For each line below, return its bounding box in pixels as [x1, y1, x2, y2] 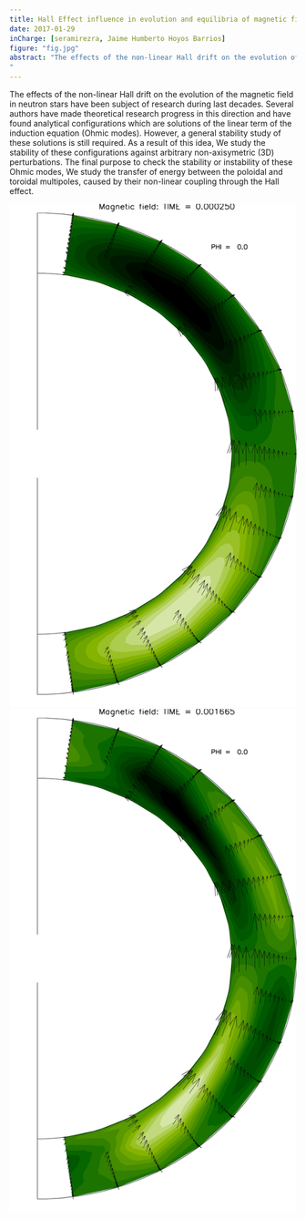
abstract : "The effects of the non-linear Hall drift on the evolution [9, 53, 287, 63]
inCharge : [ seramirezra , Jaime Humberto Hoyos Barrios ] [9, 34, 226, 43]
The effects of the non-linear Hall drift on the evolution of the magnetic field [9, 89, 294, 99]
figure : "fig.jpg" [9, 44, 79, 53]
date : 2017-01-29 [9, 24, 76, 34]
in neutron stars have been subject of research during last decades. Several [9, 98, 294, 109]
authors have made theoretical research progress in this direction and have [9, 108, 291, 118]
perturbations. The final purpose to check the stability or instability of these [9, 157, 293, 168]
